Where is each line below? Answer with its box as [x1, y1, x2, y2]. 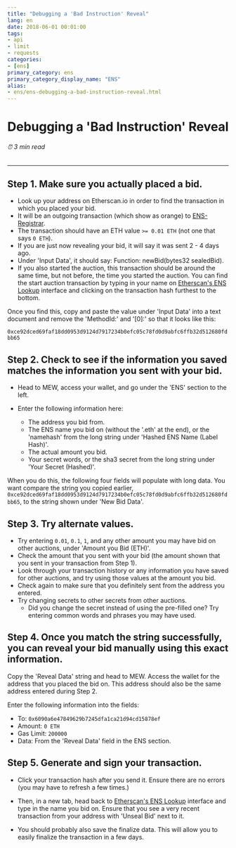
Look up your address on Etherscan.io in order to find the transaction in [17, 197, 225, 205]
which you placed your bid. [17, 204, 96, 213]
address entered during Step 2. [7, 686, 98, 696]
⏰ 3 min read [7, 142, 46, 151]
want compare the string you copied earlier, [7, 484, 134, 493]
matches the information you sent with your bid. [7, 365, 223, 377]
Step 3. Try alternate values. [7, 518, 134, 530]
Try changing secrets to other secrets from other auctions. [17, 596, 188, 604]
